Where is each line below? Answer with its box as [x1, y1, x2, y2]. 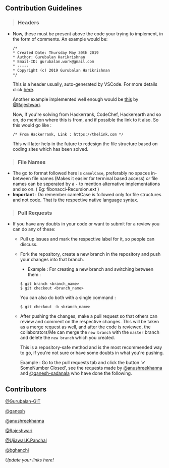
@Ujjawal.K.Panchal [5, 437, 47, 443]
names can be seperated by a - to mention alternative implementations [12, 181, 160, 187]
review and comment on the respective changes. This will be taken [20, 319, 159, 325]
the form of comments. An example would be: [12, 36, 108, 42]
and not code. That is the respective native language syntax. [12, 197, 139, 203]
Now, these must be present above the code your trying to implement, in [12, 30, 163, 37]
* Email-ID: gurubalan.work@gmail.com [12, 59, 94, 64]
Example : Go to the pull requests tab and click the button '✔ [20, 360, 146, 366]
